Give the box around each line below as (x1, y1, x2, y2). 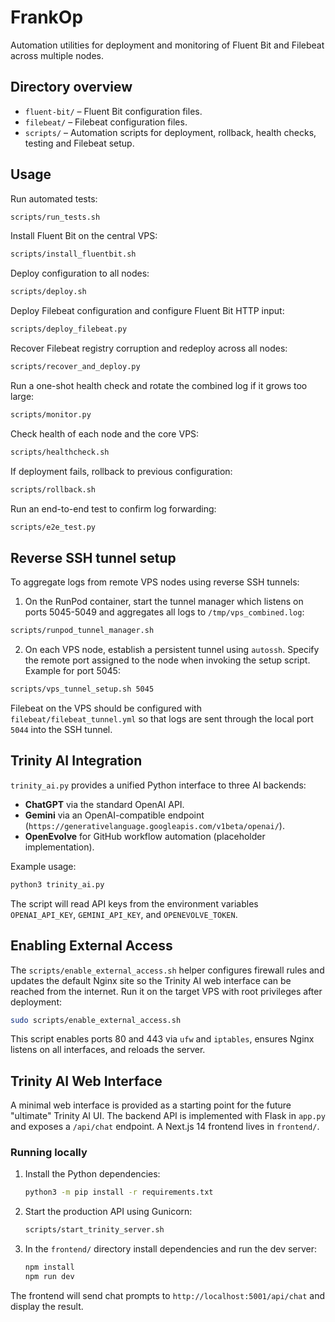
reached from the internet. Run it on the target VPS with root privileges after (10, 985, 323, 997)
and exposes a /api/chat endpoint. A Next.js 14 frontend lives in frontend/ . (10, 1121, 320, 1133)
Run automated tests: (10, 192, 98, 205)
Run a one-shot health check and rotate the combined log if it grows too (10, 379, 308, 391)
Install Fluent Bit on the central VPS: (10, 230, 158, 242)
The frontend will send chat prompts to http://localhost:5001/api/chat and (10, 1289, 326, 1301)
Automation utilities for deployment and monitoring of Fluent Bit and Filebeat (10, 39, 325, 51)
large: (10, 390, 35, 402)
